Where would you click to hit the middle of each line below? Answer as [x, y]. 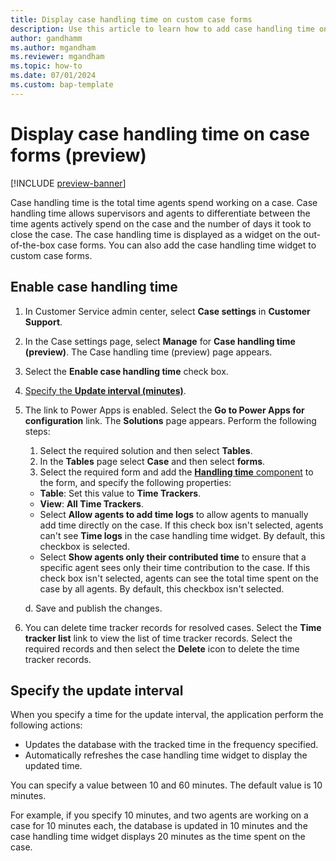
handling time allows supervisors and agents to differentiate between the [160, 213]
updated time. [53, 766]
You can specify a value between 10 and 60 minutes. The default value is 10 [166, 785]
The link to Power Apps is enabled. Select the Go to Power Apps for [164, 410]
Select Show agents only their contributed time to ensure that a [173, 557]
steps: [37, 431]
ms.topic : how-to [46, 66]
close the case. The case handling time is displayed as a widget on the [156, 234]
